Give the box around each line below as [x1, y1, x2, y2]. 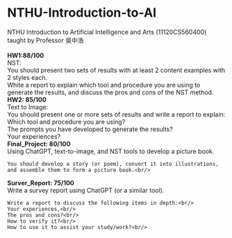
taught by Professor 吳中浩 [7, 36, 84, 44]
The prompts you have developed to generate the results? [7, 125, 174, 133]
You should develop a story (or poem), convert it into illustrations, [7, 160, 219, 167]
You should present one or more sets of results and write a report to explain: [7, 110, 226, 119]
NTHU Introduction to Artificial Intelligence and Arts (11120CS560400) [7, 28, 207, 36]
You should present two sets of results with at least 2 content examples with [7, 66, 226, 74]
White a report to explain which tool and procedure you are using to [7, 80, 201, 89]
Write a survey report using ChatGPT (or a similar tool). [7, 186, 165, 194]
